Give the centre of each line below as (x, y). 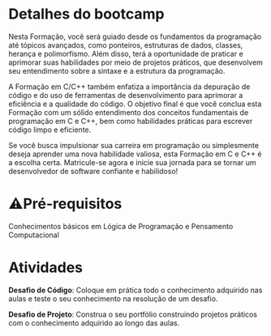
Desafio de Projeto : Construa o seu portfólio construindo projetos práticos (133, 314)
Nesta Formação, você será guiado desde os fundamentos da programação (135, 36)
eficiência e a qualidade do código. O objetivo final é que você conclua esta (135, 104)
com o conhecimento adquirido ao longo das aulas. (94, 323)
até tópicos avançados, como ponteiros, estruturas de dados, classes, (126, 45)
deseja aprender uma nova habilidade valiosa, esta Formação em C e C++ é (135, 154)
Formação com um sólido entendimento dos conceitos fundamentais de (129, 112)
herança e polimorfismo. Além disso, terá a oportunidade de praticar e (126, 53)
